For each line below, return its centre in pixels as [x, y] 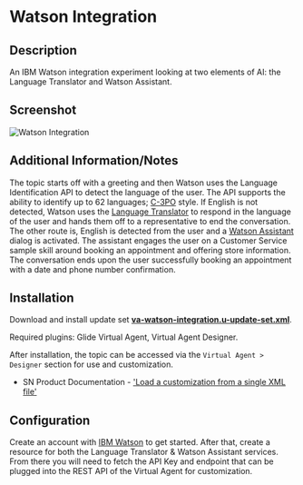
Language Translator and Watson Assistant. [91, 82]
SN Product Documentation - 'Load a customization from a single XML [154, 382]
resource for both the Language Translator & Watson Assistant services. [144, 452]
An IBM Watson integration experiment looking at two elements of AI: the [145, 72]
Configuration [50, 420]
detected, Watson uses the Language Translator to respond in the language [151, 212]
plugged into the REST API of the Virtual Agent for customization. [131, 471]
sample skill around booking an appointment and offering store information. [150, 250]
